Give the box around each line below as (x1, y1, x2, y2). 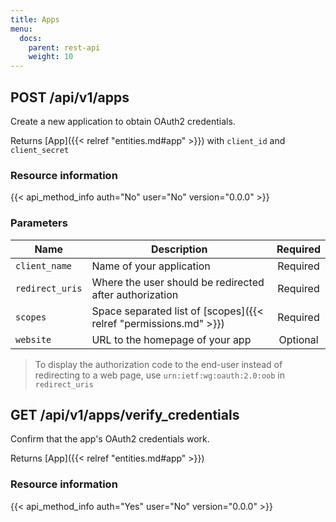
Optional (278, 332, 319, 346)
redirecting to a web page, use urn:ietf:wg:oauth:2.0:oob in (34, 369, 286, 381)
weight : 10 (28, 52, 74, 62)
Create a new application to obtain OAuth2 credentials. (10, 115, 236, 127)
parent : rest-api (28, 42, 101, 53)
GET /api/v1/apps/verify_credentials (10, 406, 240, 423)
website (15, 334, 52, 345)
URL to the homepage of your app (91, 332, 252, 346)
